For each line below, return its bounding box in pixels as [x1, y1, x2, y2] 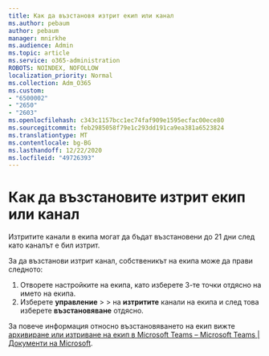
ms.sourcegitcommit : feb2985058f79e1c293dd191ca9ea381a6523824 [8, 124, 225, 132]
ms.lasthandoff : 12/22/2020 [8, 146, 103, 154]
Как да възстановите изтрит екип [8, 188, 247, 207]
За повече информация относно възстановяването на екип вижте [8, 321, 235, 331]
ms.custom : [8, 86, 45, 95]
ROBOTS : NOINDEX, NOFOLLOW [8, 64, 99, 72]
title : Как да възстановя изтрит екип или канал [8, 11, 174, 20]
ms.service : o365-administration [8, 57, 120, 65]
